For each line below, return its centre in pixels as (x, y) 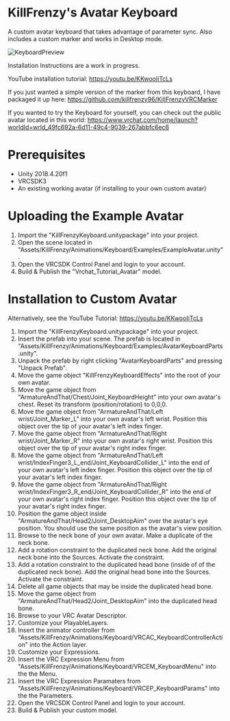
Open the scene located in (55, 242)
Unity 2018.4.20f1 (42, 173)
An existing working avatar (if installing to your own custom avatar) (112, 188)
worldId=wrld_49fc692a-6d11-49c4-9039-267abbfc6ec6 (89, 127)
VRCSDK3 (32, 181)
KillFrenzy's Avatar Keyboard (93, 13)
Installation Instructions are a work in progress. (74, 65)
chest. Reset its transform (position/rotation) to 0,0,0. (92, 404)
